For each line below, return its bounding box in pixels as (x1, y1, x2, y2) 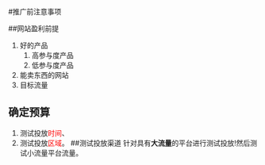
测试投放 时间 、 (19, 128, 69, 137)
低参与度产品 (31, 60, 74, 70)
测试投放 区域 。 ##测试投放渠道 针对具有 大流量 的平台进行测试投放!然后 (19, 138, 251, 148)
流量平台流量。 (33, 148, 83, 157)
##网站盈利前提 (8, 24, 60, 33)
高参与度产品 (31, 51, 74, 59)
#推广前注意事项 (8, 7, 62, 16)
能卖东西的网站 (19, 71, 69, 79)
